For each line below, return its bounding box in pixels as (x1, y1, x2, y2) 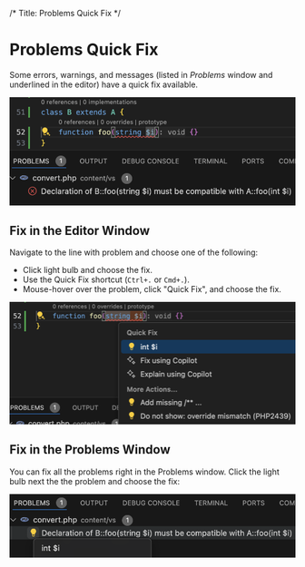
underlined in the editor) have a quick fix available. (9, 79, 198, 90)
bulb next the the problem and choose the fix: (9, 475, 180, 486)
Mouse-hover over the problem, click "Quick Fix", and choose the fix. (22, 284, 281, 295)
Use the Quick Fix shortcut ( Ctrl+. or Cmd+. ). (22, 274, 191, 285)
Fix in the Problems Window (9, 442, 171, 457)
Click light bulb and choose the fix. (22, 265, 152, 276)
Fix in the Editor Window (9, 223, 151, 239)
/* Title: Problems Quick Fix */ (9, 8, 121, 18)
